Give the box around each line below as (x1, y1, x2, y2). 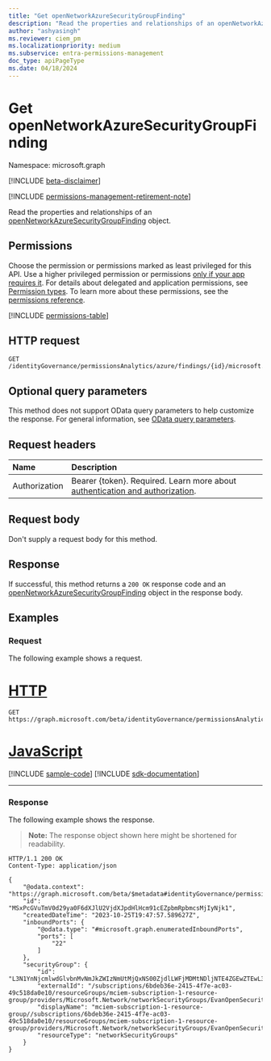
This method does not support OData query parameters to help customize (8, 405, 254, 416)
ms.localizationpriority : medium (8, 42, 121, 50)
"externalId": (37, 982, 85, 990)
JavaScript (8, 742, 83, 761)
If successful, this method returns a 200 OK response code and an (8, 579, 227, 589)
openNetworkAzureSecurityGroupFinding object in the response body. (8, 587, 244, 598)
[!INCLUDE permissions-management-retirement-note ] (8, 191, 191, 201)
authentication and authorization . (71, 485, 197, 497)
